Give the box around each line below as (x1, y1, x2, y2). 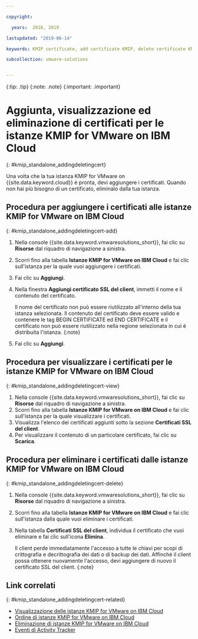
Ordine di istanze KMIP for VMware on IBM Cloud (14, 614, 134, 621)
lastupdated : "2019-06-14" (6, 35, 72, 41)
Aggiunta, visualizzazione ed (6, 104, 151, 117)
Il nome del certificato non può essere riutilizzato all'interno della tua (14, 303, 181, 311)
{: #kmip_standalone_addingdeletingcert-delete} (6, 480, 124, 487)
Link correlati (6, 580, 56, 590)
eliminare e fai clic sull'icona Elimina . (14, 533, 105, 540)
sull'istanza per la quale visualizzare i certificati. (14, 412, 131, 419)
